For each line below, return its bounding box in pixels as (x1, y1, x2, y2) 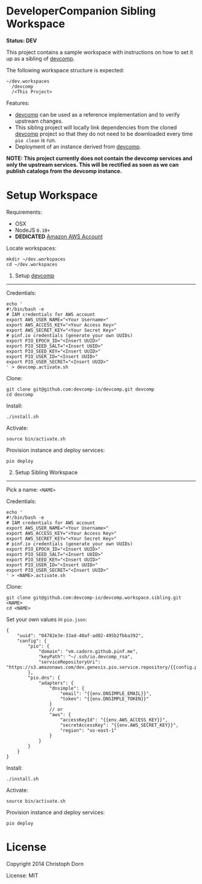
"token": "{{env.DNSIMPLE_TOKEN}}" (60, 696, 149, 702)
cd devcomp (6, 391, 34, 398)
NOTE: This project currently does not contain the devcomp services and (6, 155, 192, 162)
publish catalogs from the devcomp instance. (6, 167, 122, 175)
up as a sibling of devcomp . (6, 55, 75, 62)
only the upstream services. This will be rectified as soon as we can (6, 161, 179, 168)
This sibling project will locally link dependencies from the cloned (14, 123, 177, 131)
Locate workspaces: (6, 244, 57, 252)
